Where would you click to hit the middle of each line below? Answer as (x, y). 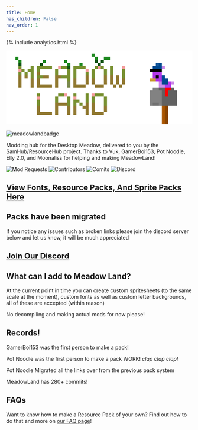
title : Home (21, 12)
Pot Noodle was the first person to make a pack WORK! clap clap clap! (92, 358)
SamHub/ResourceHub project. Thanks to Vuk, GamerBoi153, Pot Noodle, (96, 151)
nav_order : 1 (22, 25)
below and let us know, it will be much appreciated (68, 237)
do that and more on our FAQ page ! (49, 421)
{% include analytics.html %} (41, 43)
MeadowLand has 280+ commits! (47, 381)
